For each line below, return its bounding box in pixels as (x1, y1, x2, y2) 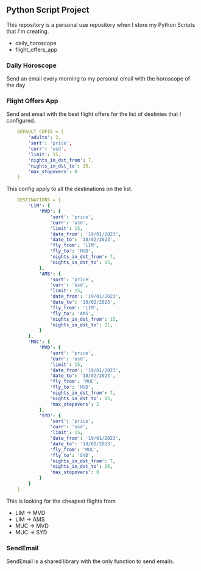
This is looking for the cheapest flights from (6, 497, 116, 505)
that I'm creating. (6, 27, 49, 35)
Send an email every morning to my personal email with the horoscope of (6, 75, 191, 82)
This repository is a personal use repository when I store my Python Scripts (6, 21, 196, 28)
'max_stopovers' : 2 (49, 401, 99, 408)
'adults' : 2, (28, 134, 62, 141)
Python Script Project (6, 5, 90, 15)
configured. (6, 117, 35, 124)
